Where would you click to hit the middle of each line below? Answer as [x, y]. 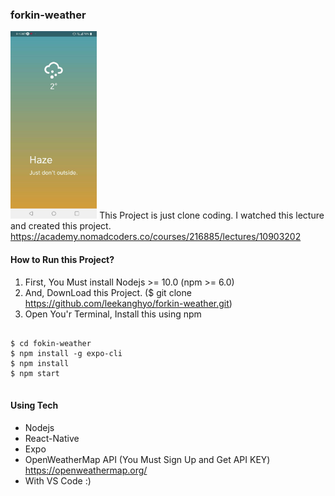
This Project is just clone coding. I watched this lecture [212, 215]
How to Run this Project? [62, 259]
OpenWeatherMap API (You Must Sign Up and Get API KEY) [147, 459]
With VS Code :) [58, 480]
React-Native [52, 438]
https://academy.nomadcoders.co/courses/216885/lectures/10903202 [156, 237]
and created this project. [61, 226]
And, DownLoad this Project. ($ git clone [108, 292]
